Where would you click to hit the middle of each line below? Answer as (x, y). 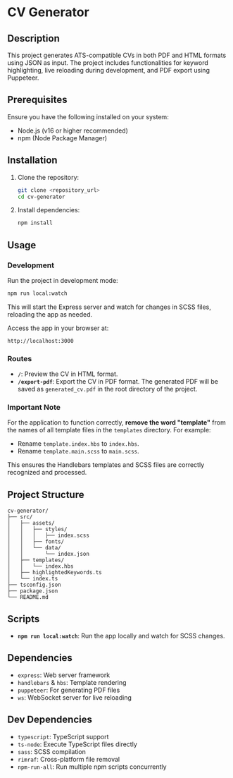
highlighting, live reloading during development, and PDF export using (108, 70)
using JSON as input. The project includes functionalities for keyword (108, 63)
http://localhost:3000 (40, 341)
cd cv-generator (41, 197)
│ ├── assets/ (31, 523)
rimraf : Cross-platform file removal (69, 759)
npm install (35, 223)
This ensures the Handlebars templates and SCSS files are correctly (106, 465)
